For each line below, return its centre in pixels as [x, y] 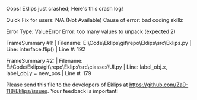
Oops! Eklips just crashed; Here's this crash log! [65, 9]
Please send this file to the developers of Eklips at [67, 85]
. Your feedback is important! [83, 91]
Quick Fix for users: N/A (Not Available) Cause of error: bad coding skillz [95, 20]
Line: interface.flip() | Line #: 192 [46, 49]
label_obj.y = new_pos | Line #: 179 [49, 73]
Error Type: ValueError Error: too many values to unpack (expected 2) [91, 31]
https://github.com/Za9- [159, 85]
